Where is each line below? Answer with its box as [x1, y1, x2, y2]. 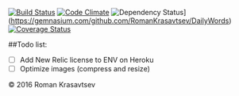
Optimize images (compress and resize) [19, 64, 151, 74]
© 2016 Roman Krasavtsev [8, 80, 96, 90]
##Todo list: [8, 40, 48, 49]
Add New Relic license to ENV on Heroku [19, 56, 154, 64]
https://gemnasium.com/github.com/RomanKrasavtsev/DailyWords [10, 16, 229, 25]
